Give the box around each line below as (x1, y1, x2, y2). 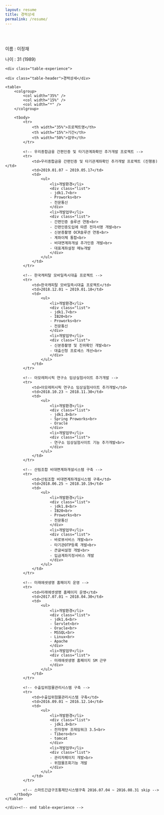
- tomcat (49, 736, 68, 741)
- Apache (49, 639, 68, 644)
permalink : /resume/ (5, 16, 48, 21)
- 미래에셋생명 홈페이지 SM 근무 (49, 658, 107, 663)
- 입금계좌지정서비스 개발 (49, 553, 94, 558)
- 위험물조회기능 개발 (49, 761, 88, 766)
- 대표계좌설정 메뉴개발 (49, 246, 91, 251)
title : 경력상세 (5, 12, 35, 17)
